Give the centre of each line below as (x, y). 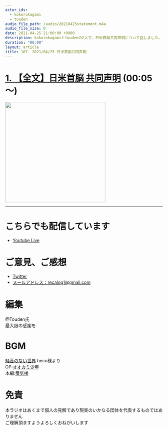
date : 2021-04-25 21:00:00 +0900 (40, 33)
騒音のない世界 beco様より (33, 361)
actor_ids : (16, 10)
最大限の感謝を (20, 326)
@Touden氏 (17, 319)
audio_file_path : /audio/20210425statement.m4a (56, 24)
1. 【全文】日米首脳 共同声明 (63, 78)
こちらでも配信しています (57, 226)
